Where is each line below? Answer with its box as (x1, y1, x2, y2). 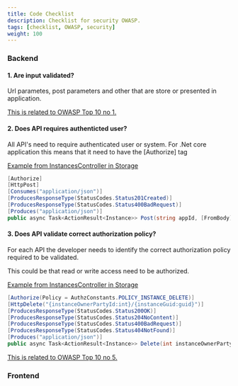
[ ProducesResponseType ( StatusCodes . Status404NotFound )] (7, 327, 176, 334)
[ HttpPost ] (7, 181, 40, 188)
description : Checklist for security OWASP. (7, 17, 141, 24)
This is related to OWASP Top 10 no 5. (7, 353, 118, 361)
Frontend (7, 370, 40, 380)
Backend (7, 54, 39, 64)
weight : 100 (7, 30, 42, 38)
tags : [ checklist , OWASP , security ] (7, 23, 115, 30)
